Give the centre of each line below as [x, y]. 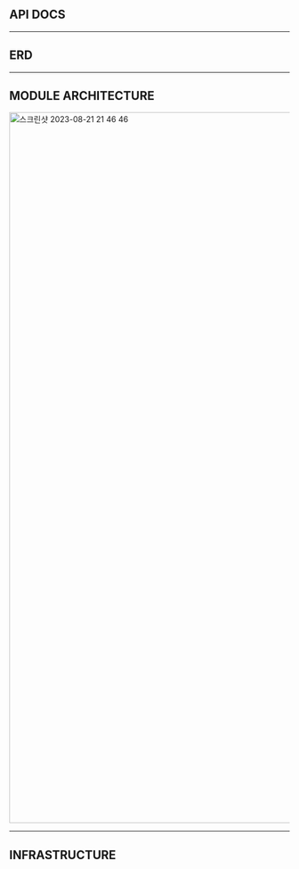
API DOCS [37, 15]
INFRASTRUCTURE [63, 855]
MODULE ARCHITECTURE [82, 96]
